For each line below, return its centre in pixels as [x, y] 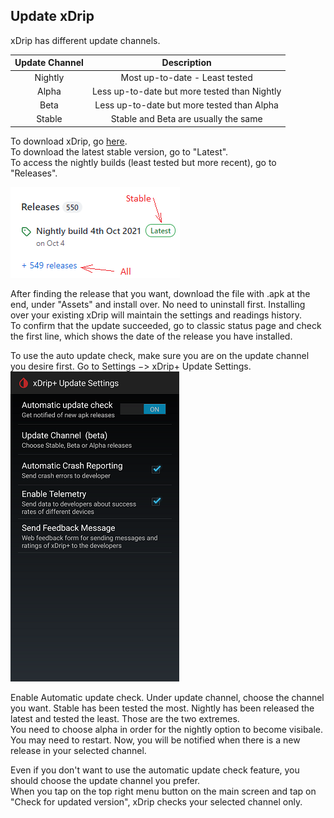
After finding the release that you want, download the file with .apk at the [160, 293]
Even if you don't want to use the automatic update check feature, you [155, 770]
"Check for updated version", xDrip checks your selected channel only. [156, 801]
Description [186, 63]
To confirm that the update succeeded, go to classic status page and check [166, 325]
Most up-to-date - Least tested [186, 77]
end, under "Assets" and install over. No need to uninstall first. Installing [158, 304]
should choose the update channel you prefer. [105, 780]
